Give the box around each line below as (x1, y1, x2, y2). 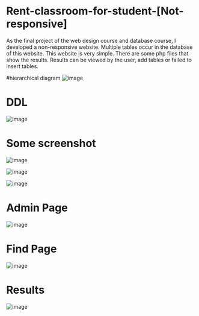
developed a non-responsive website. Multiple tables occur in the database (6, 43, 194, 51)
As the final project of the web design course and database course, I (6, 37, 176, 44)
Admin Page (6, 201, 68, 215)
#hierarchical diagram (6, 74, 61, 81)
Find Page (6, 242, 57, 256)
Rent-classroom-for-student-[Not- (6, 4, 185, 18)
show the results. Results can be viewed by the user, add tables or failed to (6, 56, 192, 63)
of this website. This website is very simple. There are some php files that (6, 49, 189, 57)
